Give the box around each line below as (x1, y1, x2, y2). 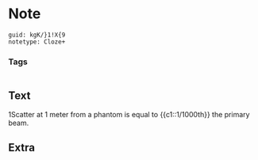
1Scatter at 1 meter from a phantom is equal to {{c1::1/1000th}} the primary (8, 110, 250, 120)
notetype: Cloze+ (8, 37, 66, 46)
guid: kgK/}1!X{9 (8, 31, 66, 39)
